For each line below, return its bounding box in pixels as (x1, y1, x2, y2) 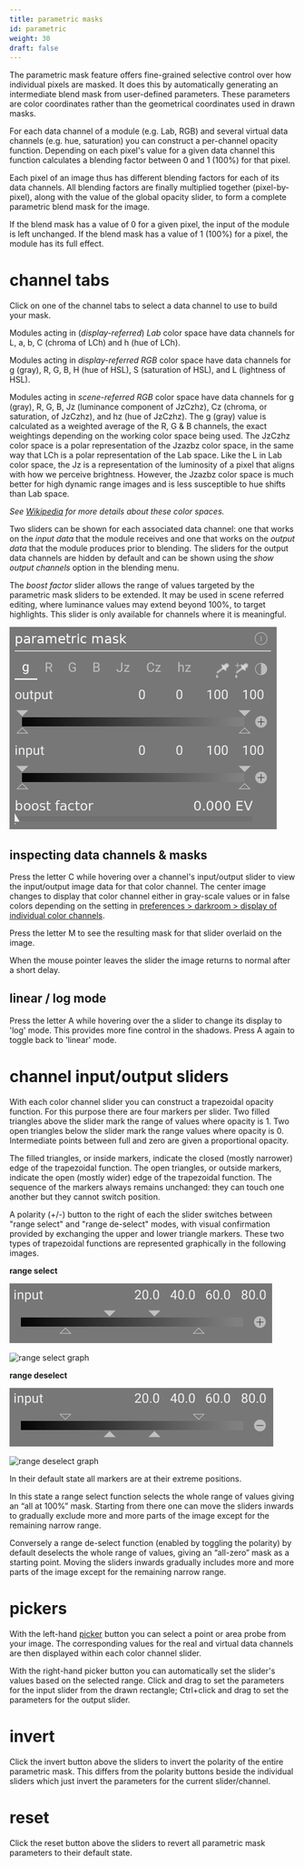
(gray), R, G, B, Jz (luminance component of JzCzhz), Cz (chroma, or (9, 401, 268, 413)
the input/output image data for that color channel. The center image (9, 881, 266, 891)
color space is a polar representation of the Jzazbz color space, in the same (9, 440, 294, 451)
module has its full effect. (9, 238, 104, 249)
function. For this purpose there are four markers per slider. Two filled (9, 1106, 270, 1117)
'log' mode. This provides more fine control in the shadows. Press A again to (9, 1024, 295, 1036)
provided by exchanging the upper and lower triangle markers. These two (9, 1228, 284, 1239)
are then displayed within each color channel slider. (9, 1647, 202, 1659)
